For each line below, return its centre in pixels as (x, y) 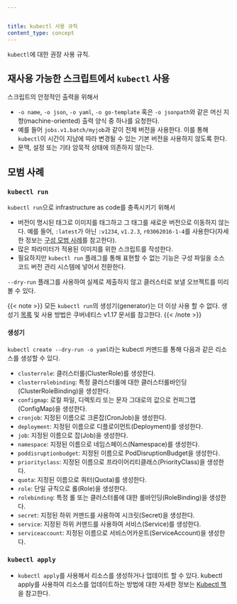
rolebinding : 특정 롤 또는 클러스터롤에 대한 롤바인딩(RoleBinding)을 (112, 498)
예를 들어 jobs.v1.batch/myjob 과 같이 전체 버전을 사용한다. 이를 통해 (113, 130)
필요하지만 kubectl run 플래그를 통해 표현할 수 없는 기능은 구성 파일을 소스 (121, 258)
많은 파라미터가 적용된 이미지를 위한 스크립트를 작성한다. (95, 249)
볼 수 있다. (22, 291)
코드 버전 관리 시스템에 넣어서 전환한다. (72, 267)
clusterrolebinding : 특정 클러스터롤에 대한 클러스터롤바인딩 (102, 382)
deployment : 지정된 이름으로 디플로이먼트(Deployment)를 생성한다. (110, 427)
